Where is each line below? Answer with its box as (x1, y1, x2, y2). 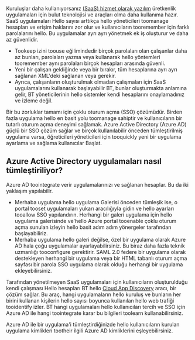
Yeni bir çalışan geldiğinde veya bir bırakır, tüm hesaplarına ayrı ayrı (14, 66, 177, 73)
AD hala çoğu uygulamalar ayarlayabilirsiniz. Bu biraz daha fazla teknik (14, 242, 186, 249)
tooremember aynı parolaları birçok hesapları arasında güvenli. (14, 60, 166, 67)
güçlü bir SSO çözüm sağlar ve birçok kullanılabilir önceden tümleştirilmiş (6, 127, 183, 134)
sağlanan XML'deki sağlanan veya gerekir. (14, 73, 116, 79)
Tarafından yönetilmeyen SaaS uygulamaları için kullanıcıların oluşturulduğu (6, 278, 188, 286)
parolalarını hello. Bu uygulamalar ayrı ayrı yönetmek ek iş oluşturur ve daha (6, 30, 189, 37)
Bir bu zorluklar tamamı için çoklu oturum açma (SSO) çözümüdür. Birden (6, 108, 183, 115)
